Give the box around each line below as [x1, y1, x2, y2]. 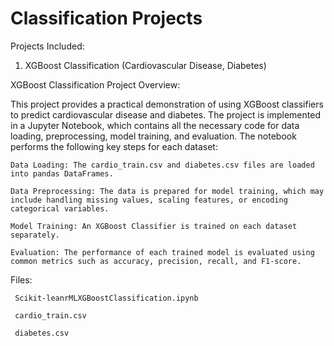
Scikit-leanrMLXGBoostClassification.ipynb [14, 293, 199, 303]
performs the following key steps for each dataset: [10, 140, 218, 152]
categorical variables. [10, 203, 110, 214]
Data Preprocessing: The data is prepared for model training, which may [10, 186, 325, 196]
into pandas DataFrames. [10, 168, 114, 179]
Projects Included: [10, 40, 85, 52]
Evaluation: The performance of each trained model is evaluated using [10, 247, 315, 257]
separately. [10, 230, 60, 240]
